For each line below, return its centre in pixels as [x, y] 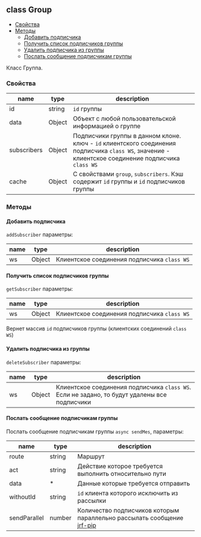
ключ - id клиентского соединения [124, 143]
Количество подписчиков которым [128, 510]
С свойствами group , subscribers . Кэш [128, 174]
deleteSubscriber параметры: [44, 362]
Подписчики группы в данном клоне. [127, 136]
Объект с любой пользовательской [124, 119]
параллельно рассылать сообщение [130, 518]
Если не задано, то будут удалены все [111, 394]
